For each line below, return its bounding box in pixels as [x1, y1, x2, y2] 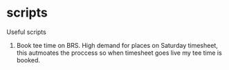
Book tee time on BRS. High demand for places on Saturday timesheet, [16, 41, 219, 49]
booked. [16, 55, 41, 64]
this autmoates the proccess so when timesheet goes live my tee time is [16, 49, 222, 57]
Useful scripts [6, 28, 46, 36]
